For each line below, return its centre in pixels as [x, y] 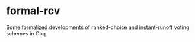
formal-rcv [33, 11]
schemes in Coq [26, 33]
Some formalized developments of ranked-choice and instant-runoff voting [98, 27]
